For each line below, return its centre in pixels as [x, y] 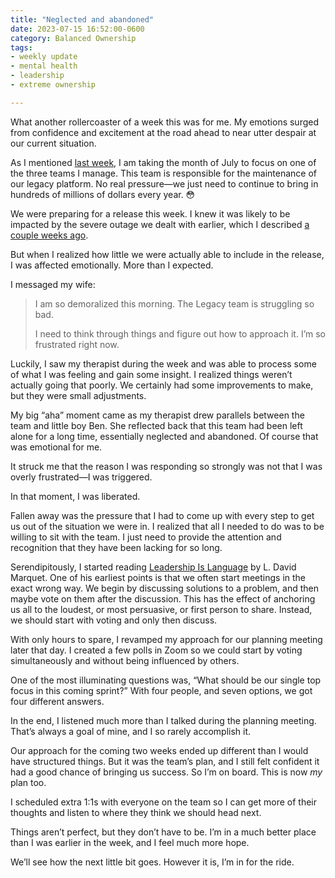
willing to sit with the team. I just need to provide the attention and [146, 537]
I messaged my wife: [53, 284]
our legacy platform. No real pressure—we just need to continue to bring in [164, 183]
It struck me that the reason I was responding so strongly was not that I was [166, 466]
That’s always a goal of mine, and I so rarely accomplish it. [131, 731]
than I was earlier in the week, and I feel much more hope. [130, 842]
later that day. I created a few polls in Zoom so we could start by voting [156, 650]
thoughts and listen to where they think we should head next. [136, 812]
